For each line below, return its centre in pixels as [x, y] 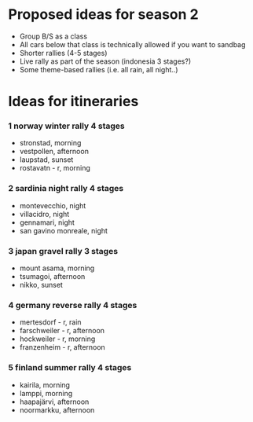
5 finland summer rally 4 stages [70, 368]
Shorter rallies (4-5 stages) [63, 53]
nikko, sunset [41, 285]
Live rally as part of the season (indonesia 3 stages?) [105, 61]
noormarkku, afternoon [57, 409]
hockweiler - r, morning [57, 339]
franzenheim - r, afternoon [62, 347]
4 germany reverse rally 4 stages [73, 305]
